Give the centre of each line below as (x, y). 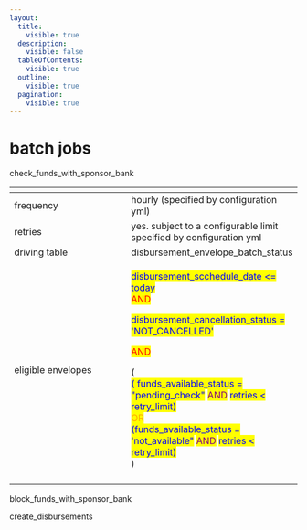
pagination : (41, 94)
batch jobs (50, 148)
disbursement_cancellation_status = (208, 320)
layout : (24, 18)
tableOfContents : (51, 60)
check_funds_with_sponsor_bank (72, 174)
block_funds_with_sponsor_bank (71, 499)
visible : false (55, 52)
